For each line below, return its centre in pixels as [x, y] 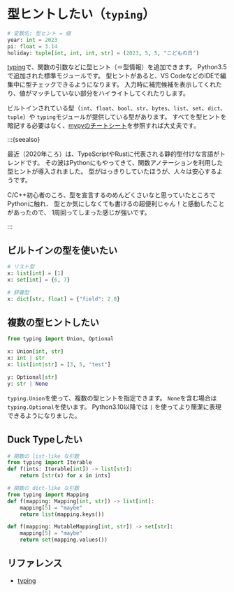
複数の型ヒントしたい [53, 323]
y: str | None [28, 384]
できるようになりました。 [44, 415]
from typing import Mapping [48, 494]
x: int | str [26, 358]
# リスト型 [21, 267]
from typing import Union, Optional [60, 339]
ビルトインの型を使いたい [62, 250]
